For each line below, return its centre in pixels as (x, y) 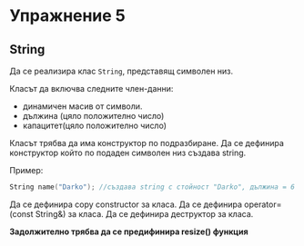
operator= (263, 204)
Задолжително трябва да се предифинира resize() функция (129, 231)
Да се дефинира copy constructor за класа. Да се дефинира (126, 204)
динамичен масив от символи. (82, 106)
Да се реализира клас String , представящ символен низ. (122, 71)
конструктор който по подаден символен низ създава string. (128, 153)
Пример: (26, 170)
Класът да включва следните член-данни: (91, 89)
